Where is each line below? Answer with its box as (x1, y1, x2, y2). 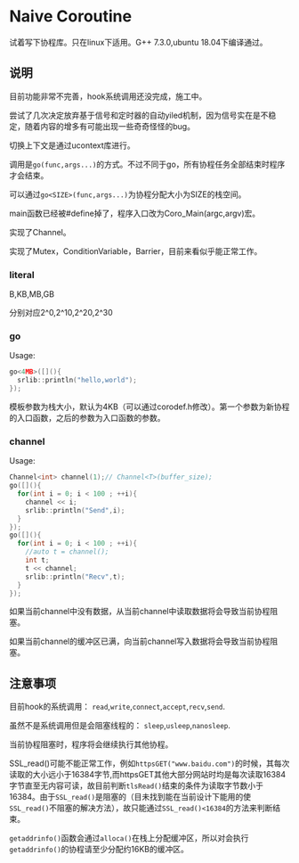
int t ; (25, 555, 50, 565)
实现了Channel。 (9, 226, 71, 237)
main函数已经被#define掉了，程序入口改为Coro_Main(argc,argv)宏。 (9, 208, 261, 218)
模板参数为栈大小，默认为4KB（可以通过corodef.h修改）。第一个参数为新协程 (9, 401, 290, 412)
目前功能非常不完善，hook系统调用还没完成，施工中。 (9, 91, 207, 102)
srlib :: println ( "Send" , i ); (25, 505, 125, 514)
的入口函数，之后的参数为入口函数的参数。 (9, 412, 166, 423)
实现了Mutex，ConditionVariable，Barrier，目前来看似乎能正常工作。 (9, 245, 263, 256)
